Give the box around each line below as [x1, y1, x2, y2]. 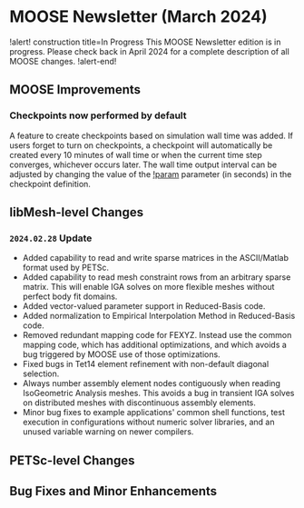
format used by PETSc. [22, 262, 109, 274]
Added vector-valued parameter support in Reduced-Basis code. [22, 301, 266, 312]
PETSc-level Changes [9, 453, 135, 468]
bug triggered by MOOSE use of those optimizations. [22, 349, 221, 360]
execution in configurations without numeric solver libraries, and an [22, 416, 275, 428]
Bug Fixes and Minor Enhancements [9, 483, 218, 499]
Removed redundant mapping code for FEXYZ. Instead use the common [22, 330, 292, 341]
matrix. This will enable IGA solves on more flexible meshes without [22, 282, 275, 293]
